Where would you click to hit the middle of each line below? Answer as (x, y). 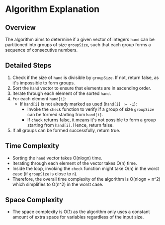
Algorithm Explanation (52, 9)
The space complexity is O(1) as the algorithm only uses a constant (81, 212)
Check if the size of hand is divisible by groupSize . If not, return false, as (85, 77)
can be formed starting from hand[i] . (65, 114)
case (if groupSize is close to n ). (45, 174)
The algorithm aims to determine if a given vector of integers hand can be (80, 39)
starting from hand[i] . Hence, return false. (70, 125)
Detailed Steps (28, 66)
